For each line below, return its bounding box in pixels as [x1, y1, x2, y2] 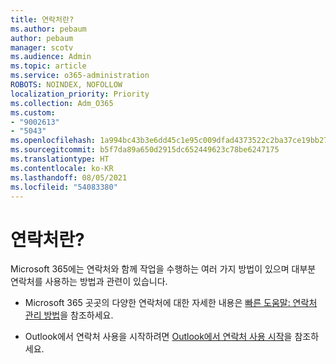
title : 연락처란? [10, 14, 75, 25]
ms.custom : [10, 107, 56, 118]
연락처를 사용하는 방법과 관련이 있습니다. [10, 276, 168, 288]
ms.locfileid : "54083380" [10, 182, 118, 192]
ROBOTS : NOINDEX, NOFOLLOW [10, 80, 123, 90]
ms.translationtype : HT [10, 154, 110, 164]
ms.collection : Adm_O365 [10, 98, 114, 108]
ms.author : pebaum [10, 24, 87, 34]
